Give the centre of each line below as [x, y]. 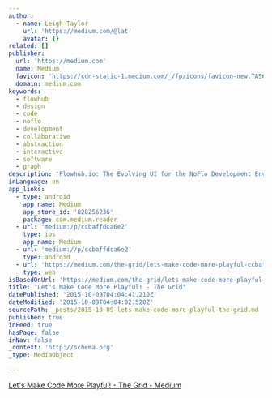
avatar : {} [41, 39]
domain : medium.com [49, 83]
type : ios [40, 235]
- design [30, 106]
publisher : [27, 53]
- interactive [39, 152]
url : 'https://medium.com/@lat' [77, 31]
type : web [40, 272]
